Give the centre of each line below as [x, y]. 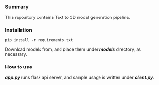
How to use [19, 67]
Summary [17, 7]
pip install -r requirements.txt [39, 40]
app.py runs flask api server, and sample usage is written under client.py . [80, 77]
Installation [19, 30]
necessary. [16, 54]
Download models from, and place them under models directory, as [73, 49]
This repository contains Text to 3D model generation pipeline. [68, 17]
